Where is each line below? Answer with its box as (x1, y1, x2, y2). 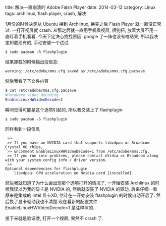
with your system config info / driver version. (5, 158, 108, 163)
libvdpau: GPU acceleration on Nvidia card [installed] (14, 170, 132, 175)
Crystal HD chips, (5, 144, 43, 150)
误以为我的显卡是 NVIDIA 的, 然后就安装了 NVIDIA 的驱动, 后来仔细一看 (13, 186, 158, 192)
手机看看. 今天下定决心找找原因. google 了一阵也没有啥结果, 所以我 (18, 34, 154, 39)
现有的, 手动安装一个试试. (18, 40, 70, 46)
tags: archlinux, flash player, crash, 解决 (5, 10, 87, 16)
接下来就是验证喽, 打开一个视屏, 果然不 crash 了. (5, 215, 104, 221)
